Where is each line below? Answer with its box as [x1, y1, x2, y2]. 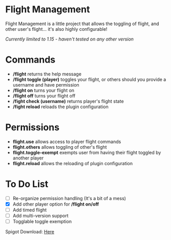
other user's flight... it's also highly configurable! [5, 26, 108, 32]
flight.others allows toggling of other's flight [12, 144, 107, 150]
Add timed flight [12, 207, 47, 213]
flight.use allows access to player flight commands [12, 138, 121, 145]
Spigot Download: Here [5, 229, 55, 235]
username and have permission [12, 82, 79, 88]
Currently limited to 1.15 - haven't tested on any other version [5, 36, 134, 42]
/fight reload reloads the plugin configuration [12, 104, 109, 110]
